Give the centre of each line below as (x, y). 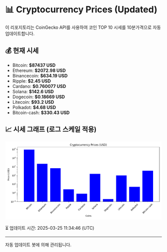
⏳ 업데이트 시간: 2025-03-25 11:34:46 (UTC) (50, 228)
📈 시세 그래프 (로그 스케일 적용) (51, 129)
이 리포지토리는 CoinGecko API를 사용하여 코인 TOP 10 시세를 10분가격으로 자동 (83, 27)
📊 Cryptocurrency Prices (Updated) (81, 10)
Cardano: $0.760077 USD (39, 86)
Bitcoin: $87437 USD (34, 65)
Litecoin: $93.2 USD (33, 102)
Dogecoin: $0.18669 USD (39, 97)
